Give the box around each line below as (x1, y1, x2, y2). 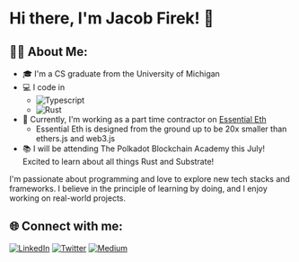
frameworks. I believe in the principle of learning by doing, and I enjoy (9, 184, 268, 194)
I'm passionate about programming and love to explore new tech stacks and (9, 174, 290, 184)
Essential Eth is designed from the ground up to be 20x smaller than (35, 123, 287, 134)
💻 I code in (22, 82, 66, 93)
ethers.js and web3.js (35, 133, 115, 143)
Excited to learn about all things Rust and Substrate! (22, 157, 215, 167)
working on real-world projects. (9, 193, 126, 203)
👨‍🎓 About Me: (9, 44, 88, 59)
